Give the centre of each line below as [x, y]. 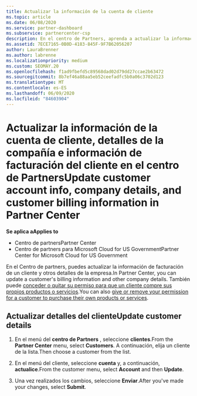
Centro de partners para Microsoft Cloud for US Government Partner [97, 249]
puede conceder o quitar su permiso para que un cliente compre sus [89, 285]
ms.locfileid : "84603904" [38, 99]
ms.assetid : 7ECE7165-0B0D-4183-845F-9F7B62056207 [69, 45]
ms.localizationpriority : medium [47, 60]
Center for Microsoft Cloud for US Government [71, 255]
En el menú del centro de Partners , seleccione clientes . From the [94, 339]
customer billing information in [83, 202]
